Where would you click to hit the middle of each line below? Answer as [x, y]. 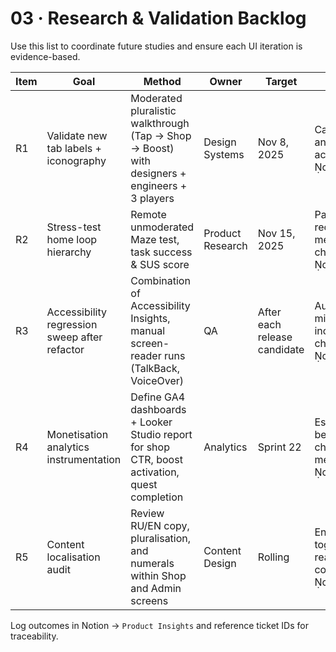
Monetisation [77, 434]
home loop [72, 239]
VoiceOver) [157, 380]
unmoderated [162, 227]
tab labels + [74, 148]
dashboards [158, 409]
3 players [152, 198]
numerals [152, 563]
